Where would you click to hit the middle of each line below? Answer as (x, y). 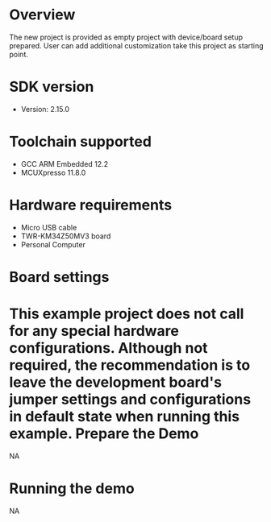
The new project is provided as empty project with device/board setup (126, 37)
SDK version (52, 87)
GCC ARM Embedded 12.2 (64, 164)
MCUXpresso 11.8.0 (53, 172)
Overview (42, 15)
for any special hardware (94, 331)
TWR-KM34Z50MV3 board (66, 236)
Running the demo (72, 489)
